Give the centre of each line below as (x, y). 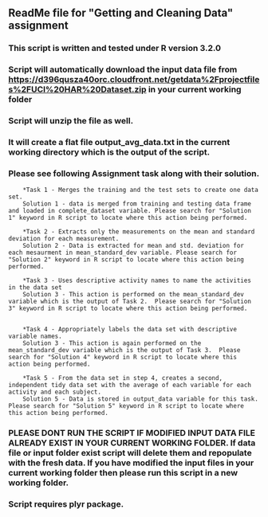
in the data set (35, 288)
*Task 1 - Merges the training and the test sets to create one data (141, 190)
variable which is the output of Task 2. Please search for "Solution (130, 302)
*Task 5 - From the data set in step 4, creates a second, (123, 378)
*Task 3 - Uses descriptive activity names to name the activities (137, 281)
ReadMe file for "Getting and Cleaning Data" (121, 13)
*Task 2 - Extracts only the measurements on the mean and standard (139, 232)
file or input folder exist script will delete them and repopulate (130, 453)
